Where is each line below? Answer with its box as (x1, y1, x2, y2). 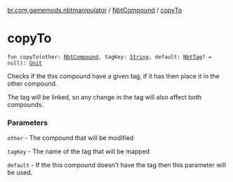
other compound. (7, 79, 58, 87)
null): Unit (7, 59, 42, 66)
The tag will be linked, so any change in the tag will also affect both (7, 92, 202, 101)
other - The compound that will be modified (7, 134, 134, 142)
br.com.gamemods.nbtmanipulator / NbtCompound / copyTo (7, 6, 182, 14)
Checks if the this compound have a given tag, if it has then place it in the (7, 71, 220, 80)
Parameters (7, 118, 48, 127)
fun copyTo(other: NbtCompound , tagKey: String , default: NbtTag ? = (7, 53, 212, 60)
